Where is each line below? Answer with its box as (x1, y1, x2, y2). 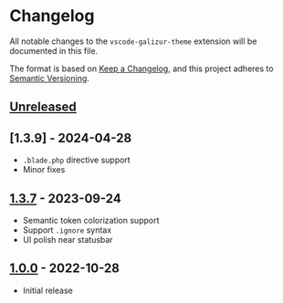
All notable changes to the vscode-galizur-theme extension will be (9, 36, 257, 47)
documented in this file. (9, 45, 99, 56)
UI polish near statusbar (22, 234, 113, 245)
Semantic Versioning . (9, 72, 89, 83)
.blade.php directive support (22, 154, 131, 165)
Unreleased (9, 99, 78, 115)
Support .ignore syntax (22, 225, 112, 235)
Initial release (22, 285, 73, 296)
